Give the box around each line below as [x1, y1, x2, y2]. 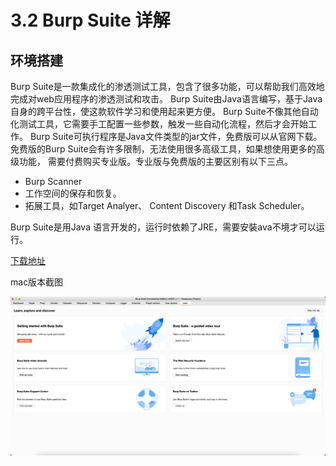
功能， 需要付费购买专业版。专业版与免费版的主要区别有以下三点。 [18, 156, 293, 167]
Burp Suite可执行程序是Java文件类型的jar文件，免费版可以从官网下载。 [29, 131, 323, 142]
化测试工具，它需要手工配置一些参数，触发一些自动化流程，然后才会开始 [10, 118, 308, 130]
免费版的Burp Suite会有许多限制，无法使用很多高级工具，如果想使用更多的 [10, 143, 317, 155]
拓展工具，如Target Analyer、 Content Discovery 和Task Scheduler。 [24, 200, 310, 211]
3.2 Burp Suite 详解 [10, 9, 171, 32]
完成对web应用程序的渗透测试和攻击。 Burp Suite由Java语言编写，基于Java [10, 93, 323, 105]
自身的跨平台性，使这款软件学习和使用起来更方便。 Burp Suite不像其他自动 [10, 106, 319, 117]
